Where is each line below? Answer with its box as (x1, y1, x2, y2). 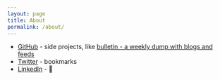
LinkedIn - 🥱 (17, 65, 54, 74)
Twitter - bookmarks (17, 58, 78, 66)
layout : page (7, 10, 46, 18)
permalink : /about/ (7, 23, 65, 30)
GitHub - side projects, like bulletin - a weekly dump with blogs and (17, 43, 213, 51)
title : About (7, 17, 46, 24)
